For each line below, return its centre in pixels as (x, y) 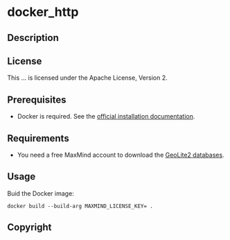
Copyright (29, 227)
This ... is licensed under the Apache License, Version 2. (87, 78)
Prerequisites (37, 100)
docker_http (43, 12)
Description (33, 38)
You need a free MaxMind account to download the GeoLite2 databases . (121, 155)
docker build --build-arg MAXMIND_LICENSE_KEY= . (80, 206)
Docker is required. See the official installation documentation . (106, 117)
